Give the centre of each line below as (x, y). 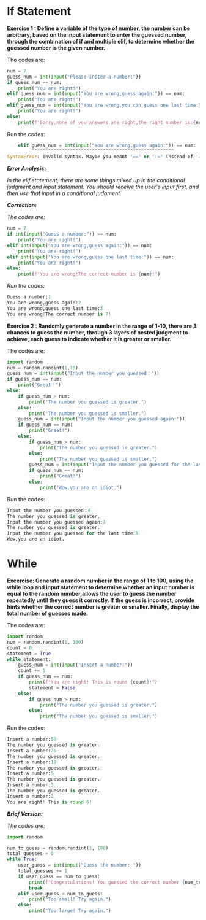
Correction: (22, 205)
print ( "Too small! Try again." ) (70, 899)
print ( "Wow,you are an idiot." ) (81, 487)
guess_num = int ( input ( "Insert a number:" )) (75, 665)
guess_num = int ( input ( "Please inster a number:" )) (74, 77)
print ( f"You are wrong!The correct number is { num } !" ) (89, 274)
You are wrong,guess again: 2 (44, 303)
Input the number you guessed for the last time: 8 (73, 533)
